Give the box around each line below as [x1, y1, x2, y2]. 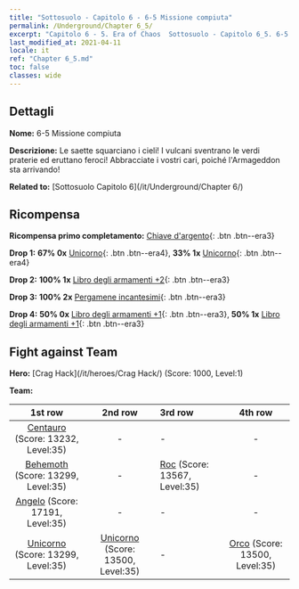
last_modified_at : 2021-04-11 [9, 37, 122, 47]
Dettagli [9, 104, 54, 119]
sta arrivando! [9, 164, 61, 175]
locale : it [9, 46, 50, 55]
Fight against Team [9, 344, 118, 359]
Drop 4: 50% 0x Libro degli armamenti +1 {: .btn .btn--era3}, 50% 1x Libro [9, 309, 280, 320]
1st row [29, 406, 64, 419]
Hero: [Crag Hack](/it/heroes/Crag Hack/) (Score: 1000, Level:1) [9, 368, 244, 379]
